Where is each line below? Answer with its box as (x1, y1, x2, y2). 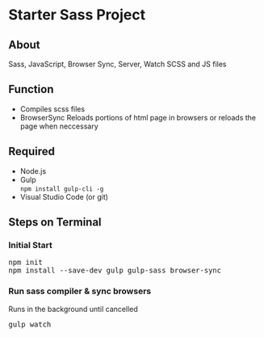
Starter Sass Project (8, 6, 146, 24)
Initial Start (8, 239, 52, 251)
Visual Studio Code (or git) (19, 192, 109, 201)
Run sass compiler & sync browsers (8, 285, 152, 297)
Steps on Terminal (8, 216, 103, 230)
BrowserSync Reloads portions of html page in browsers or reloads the (19, 112, 257, 122)
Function (8, 82, 54, 96)
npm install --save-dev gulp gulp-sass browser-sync (8, 266, 222, 276)
